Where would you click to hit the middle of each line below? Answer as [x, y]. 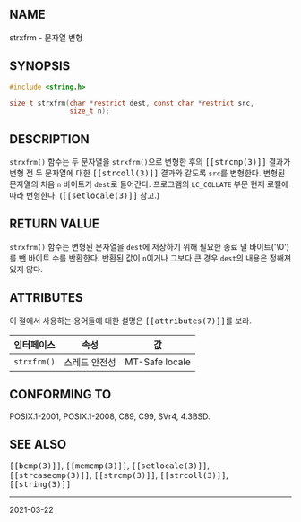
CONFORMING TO [60, 394]
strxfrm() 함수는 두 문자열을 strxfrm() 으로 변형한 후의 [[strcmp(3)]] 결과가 [150, 162]
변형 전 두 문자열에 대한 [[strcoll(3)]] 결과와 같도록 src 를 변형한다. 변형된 [147, 173]
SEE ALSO [38, 444]
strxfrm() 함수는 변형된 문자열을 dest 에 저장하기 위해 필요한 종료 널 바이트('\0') [149, 246]
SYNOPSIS [40, 66]
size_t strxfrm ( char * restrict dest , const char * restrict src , [132, 103]
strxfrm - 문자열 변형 [46, 37]
